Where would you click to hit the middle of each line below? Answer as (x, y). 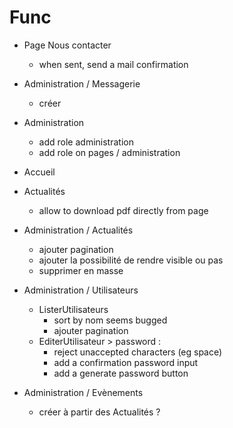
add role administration (86, 142)
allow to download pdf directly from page (123, 210)
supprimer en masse (81, 270)
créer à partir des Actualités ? (99, 412)
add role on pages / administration (109, 152)
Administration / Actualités (78, 230)
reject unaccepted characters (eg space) (138, 352)
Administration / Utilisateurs (81, 290)
